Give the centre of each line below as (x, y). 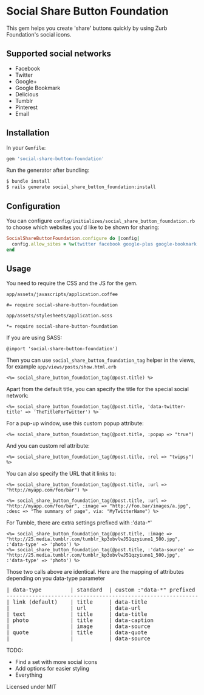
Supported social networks (59, 54)
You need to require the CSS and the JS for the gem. (72, 283)
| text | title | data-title (77, 614)
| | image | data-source (78, 626)
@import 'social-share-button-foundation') (62, 349)
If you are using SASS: (34, 338)
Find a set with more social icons (56, 662)
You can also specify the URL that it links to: (61, 474)
